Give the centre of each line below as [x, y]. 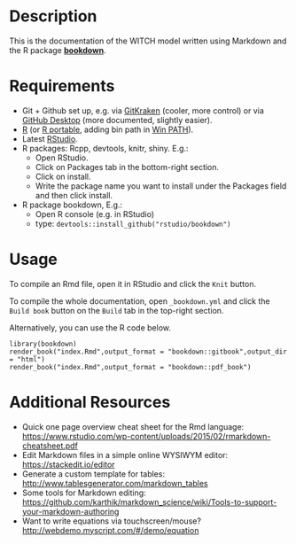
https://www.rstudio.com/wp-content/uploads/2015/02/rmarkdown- [146, 436]
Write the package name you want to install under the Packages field [161, 186]
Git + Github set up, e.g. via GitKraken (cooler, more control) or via [143, 110]
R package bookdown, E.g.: [72, 205]
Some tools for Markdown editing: [84, 493]
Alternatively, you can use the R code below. [90, 327]
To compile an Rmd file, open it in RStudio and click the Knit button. [133, 284]
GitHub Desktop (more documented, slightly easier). [117, 120]
